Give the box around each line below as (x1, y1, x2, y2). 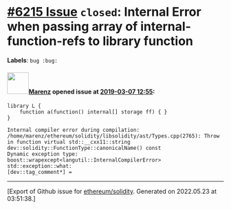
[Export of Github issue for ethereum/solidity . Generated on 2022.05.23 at (7, 187, 217, 196)
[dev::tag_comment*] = (7, 169, 72, 176)
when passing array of (7, 19, 138, 34)
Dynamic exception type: (7, 151, 78, 158)
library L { (7, 102, 41, 110)
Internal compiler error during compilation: (7, 126, 140, 134)
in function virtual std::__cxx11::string (7, 139, 131, 146)
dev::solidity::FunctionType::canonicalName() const (7, 145, 162, 152)
